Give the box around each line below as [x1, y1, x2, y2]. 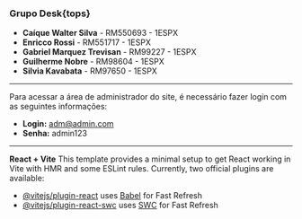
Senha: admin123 [22, 128, 88, 139]
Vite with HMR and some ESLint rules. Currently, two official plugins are [9, 163, 274, 174]
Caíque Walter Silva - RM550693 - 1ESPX [22, 28, 179, 39]
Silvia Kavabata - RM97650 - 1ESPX [22, 66, 157, 76]
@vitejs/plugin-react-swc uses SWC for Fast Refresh [22, 200, 218, 211]
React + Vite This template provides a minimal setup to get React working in [9, 153, 291, 164]
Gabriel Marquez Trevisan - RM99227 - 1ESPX [22, 47, 197, 57]
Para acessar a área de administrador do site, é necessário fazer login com [9, 92, 288, 102]
